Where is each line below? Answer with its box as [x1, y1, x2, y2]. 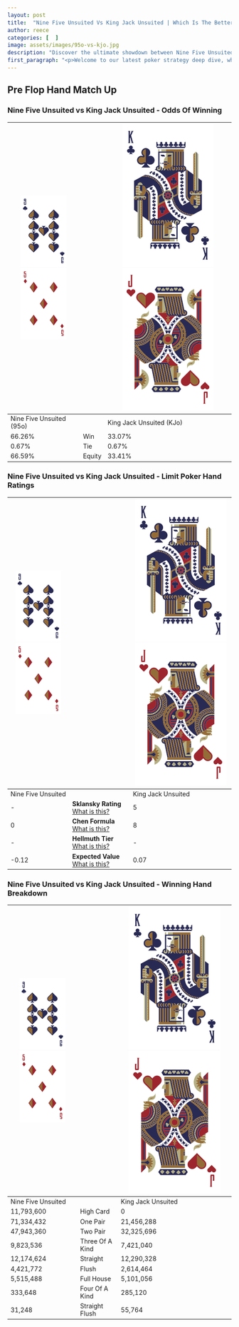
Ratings [7, 480, 35, 490]
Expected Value [72, 852, 120, 860]
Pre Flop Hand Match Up [7, 84, 117, 96]
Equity [83, 452, 102, 460]
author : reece [7, 26, 50, 34]
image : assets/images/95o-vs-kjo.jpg [7, 41, 119, 49]
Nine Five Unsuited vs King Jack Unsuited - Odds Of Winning [7, 106, 223, 116]
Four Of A [80, 1284, 109, 1293]
